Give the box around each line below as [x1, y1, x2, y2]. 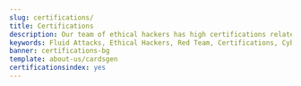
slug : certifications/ [9, 13, 94, 22]
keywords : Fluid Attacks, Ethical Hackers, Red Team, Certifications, [9, 38, 279, 47]
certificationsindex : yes [9, 64, 106, 73]
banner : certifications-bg [9, 47, 110, 56]
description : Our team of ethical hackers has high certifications [9, 30, 267, 39]
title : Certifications [9, 21, 94, 30]
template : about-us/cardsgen [9, 55, 118, 64]
